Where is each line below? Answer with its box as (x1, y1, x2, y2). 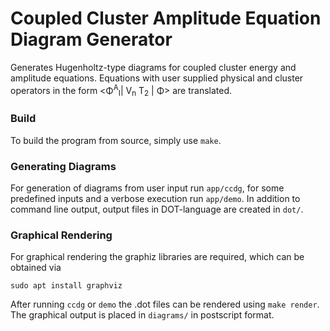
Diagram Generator (10, 28, 173, 51)
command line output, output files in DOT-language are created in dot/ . (10, 203, 304, 215)
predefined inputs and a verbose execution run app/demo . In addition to (10, 192, 301, 204)
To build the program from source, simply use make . (10, 134, 222, 146)
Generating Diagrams (10, 159, 117, 173)
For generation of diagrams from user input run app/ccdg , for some (10, 182, 285, 194)
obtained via (10, 262, 62, 274)
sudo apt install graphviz (10, 281, 123, 291)
